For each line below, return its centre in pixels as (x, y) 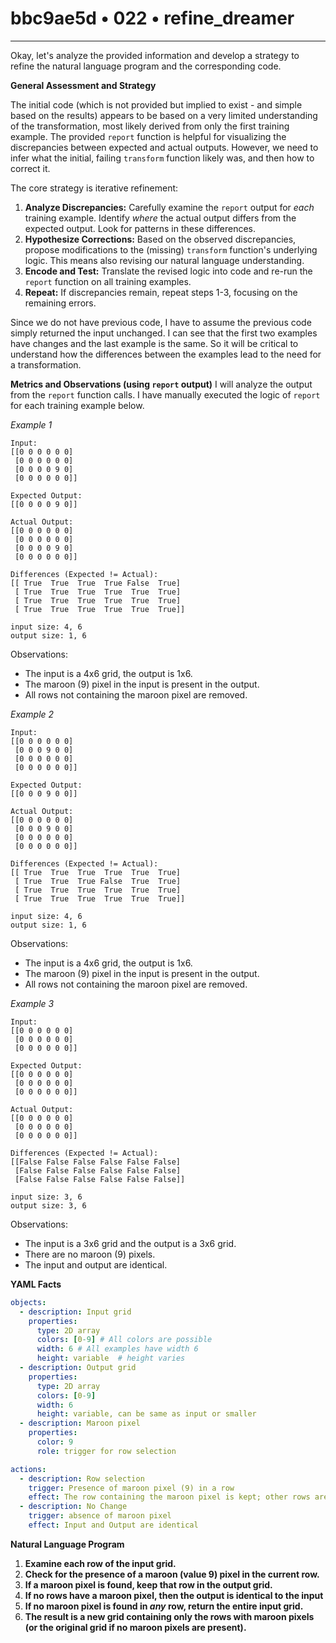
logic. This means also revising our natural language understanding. (164, 260)
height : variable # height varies (111, 1358)
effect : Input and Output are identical (113, 1525)
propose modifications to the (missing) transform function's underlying (171, 249)
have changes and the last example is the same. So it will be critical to (154, 343)
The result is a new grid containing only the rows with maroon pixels (169, 1616)
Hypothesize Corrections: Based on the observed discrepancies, (160, 239)
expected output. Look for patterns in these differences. (140, 228)
